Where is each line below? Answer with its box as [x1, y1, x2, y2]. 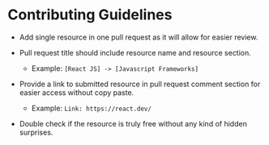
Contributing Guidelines [7, 6, 173, 24]
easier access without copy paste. [19, 87, 134, 97]
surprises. [19, 127, 53, 137]
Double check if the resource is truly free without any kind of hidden [19, 118, 248, 128]
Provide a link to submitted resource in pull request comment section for [19, 79, 261, 89]
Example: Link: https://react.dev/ [31, 103, 152, 113]
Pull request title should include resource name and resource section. [19, 48, 252, 57]
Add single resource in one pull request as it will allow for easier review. [19, 32, 258, 42]
